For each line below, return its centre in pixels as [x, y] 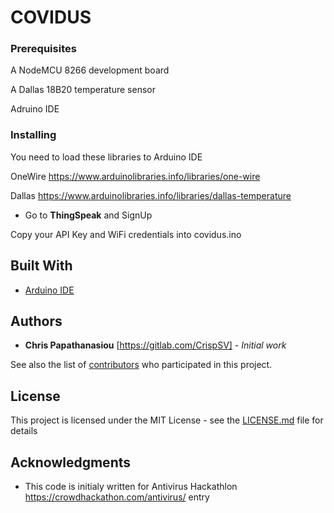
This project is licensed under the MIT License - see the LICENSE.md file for [167, 420]
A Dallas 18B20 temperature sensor [83, 90]
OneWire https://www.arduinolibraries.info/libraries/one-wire [135, 176]
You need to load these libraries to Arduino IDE [106, 157]
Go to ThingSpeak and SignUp [88, 215]
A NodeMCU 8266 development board [90, 70]
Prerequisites [43, 49]
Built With [41, 266]
